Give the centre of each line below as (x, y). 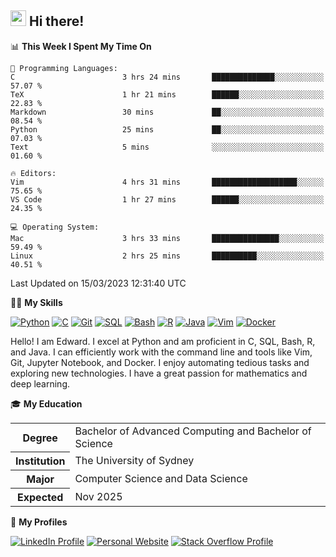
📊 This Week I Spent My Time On (81, 46)
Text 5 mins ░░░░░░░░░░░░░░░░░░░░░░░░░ (167, 147)
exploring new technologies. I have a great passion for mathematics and (159, 373)
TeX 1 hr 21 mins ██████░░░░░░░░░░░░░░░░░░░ (167, 94)
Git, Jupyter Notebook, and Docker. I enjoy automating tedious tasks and (160, 362)
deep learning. (40, 383)
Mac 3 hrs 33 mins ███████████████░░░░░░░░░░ (167, 238)
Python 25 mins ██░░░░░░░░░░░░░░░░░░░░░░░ (167, 129)
